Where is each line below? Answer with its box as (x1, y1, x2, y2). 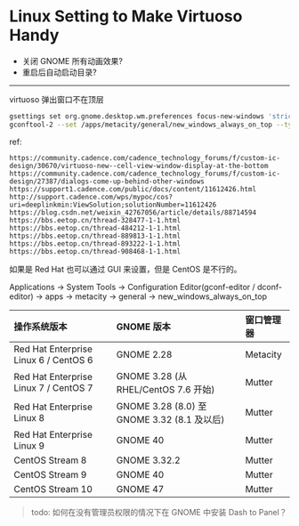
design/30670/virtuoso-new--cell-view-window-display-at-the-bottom (9, 161, 269, 170)
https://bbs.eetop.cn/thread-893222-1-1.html (9, 239, 181, 248)
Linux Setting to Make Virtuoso (9, 6, 243, 27)
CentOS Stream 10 (13, 482, 93, 495)
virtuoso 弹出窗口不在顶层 (9, 93, 104, 104)
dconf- (256, 281, 283, 292)
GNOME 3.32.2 (116, 454, 181, 466)
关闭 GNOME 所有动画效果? (21, 55, 123, 66)
